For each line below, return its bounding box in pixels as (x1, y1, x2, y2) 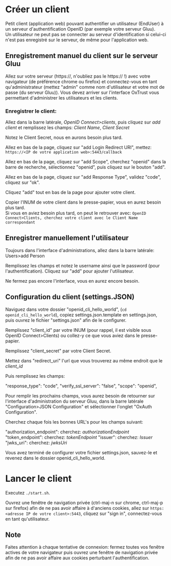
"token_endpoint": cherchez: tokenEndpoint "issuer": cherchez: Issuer (5, 434, 153, 440)
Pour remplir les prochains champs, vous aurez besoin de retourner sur (5, 392, 155, 399)
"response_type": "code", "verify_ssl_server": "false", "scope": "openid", (5, 383, 157, 389)
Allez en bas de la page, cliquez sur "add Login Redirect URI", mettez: (5, 144, 152, 151)
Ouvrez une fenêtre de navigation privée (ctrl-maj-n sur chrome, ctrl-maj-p (5, 499, 163, 506)
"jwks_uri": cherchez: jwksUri (5, 439, 67, 446)
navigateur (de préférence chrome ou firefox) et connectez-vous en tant (5, 78, 157, 85)
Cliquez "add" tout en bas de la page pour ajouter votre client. (5, 189, 136, 195)
